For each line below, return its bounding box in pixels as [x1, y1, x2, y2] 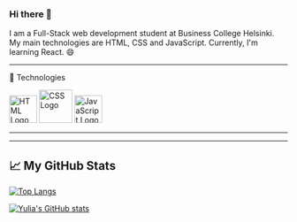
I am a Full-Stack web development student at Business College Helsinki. [9, 28, 275, 39]
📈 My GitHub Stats [9, 158, 117, 173]
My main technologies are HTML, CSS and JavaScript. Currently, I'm [9, 37, 258, 48]
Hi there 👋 [9, 8, 53, 20]
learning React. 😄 [9, 47, 75, 57]
